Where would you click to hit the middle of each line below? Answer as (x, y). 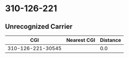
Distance (110, 40)
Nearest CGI (81, 40)
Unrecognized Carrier (39, 27)
